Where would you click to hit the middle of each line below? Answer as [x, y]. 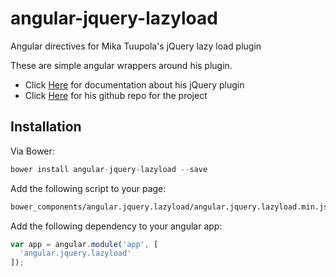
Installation [46, 127]
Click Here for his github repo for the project [116, 95]
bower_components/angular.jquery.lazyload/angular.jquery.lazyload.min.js [169, 207]
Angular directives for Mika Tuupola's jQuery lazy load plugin [136, 46]
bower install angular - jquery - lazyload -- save [109, 169]
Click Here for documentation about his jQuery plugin [134, 84]
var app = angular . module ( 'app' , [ [84, 244]
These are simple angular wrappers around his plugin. [121, 65]
